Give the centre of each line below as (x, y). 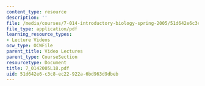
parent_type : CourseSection (42, 57)
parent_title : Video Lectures (45, 51)
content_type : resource (37, 12)
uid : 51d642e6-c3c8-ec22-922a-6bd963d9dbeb (63, 74)
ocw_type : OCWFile (30, 46)
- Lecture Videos (28, 40)
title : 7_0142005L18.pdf (38, 68)
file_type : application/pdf (42, 29)
